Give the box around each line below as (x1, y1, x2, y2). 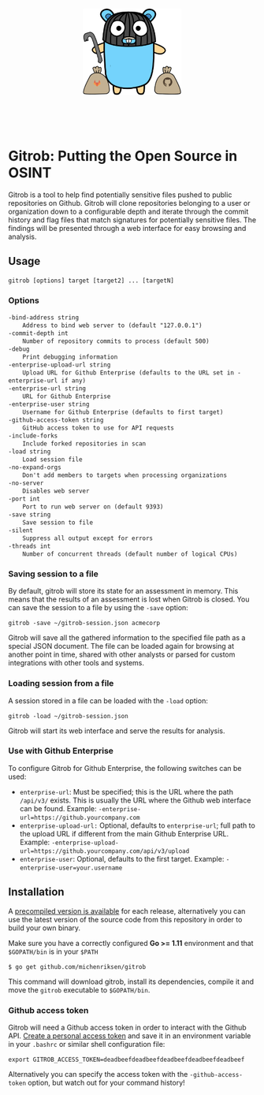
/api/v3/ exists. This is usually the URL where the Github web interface (19, 795, 251, 805)
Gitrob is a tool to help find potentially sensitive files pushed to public (8, 190, 232, 199)
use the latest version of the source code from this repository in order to (8, 914, 243, 924)
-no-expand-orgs (8, 463, 61, 471)
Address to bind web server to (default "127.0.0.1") (22, 321, 203, 330)
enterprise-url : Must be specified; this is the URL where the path (19, 787, 234, 796)
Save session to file (22, 518, 93, 527)
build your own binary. (8, 923, 81, 933)
